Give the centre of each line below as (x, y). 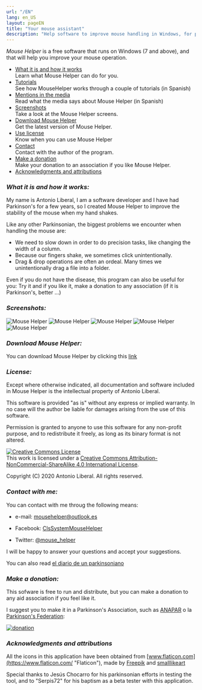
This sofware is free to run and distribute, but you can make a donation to (97, 591)
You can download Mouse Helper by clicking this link (72, 356)
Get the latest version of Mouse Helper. (63, 127)
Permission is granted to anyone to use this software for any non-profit (94, 427)
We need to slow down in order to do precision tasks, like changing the (103, 243)
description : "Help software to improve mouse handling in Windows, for (99, 34)
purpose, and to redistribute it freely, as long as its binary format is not (93, 434)
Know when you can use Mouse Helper (64, 139)
